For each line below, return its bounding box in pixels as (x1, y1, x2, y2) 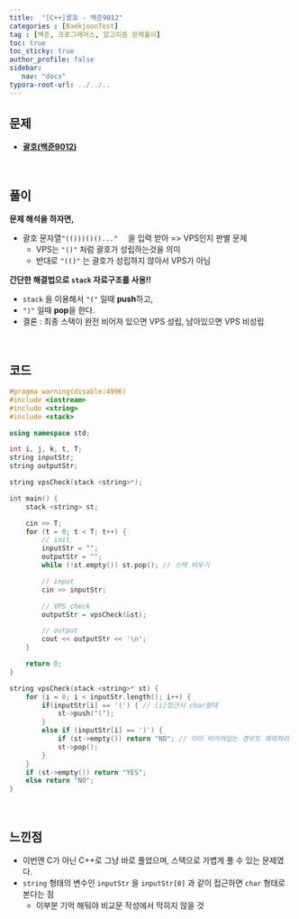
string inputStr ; (9, 453, 75, 463)
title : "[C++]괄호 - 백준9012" (9, 13, 123, 23)
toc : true (9, 38, 47, 48)
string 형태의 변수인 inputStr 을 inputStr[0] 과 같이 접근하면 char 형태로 (22, 878, 285, 888)
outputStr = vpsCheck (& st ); (41, 610, 147, 619)
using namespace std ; (9, 428, 91, 437)
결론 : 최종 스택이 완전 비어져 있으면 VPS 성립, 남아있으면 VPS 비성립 (22, 317, 265, 327)
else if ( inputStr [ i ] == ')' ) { (41, 726, 164, 735)
